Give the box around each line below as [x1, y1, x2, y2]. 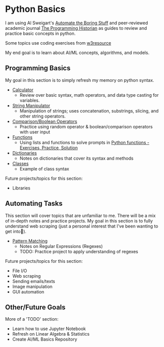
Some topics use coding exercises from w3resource [5, 40, 111, 46]
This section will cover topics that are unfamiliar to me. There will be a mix [5, 212, 156, 219]
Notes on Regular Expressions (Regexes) [19, 243, 103, 249]
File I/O [12, 268, 27, 274]
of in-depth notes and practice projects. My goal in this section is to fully [5, 218, 153, 224]
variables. [19, 97, 40, 103]
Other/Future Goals [5, 303, 66, 311]
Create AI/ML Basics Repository [12, 336, 78, 343]
